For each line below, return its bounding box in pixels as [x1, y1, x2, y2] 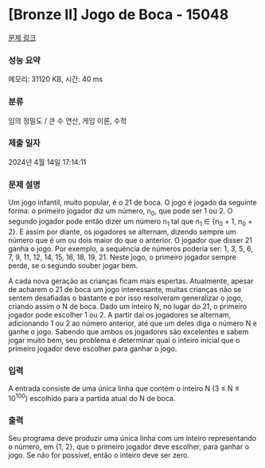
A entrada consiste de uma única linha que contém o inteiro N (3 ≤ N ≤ [8, 384, 240, 393]
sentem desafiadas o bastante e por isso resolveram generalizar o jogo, [8, 293, 244, 302]
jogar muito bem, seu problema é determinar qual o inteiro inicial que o [8, 335, 240, 345]
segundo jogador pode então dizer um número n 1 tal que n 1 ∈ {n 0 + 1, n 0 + [8, 216, 253, 228]
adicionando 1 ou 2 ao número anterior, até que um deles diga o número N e [8, 318, 257, 328]
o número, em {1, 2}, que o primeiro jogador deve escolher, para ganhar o [8, 442, 249, 451]
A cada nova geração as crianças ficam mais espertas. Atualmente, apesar [8, 276, 254, 286]
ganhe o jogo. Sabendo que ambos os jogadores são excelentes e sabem [8, 326, 249, 336]
